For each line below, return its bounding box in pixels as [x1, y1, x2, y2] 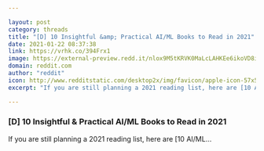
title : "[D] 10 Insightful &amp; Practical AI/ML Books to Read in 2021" [8, 33, 255, 41]
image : [8, 55, 30, 63]
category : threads [8, 25, 68, 34]
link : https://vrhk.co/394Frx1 [8, 48, 111, 56]
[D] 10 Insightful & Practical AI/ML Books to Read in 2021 [8, 117, 227, 128]
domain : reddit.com [8, 62, 72, 70]
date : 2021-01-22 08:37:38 [8, 40, 97, 48]
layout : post [8, 18, 51, 26]
